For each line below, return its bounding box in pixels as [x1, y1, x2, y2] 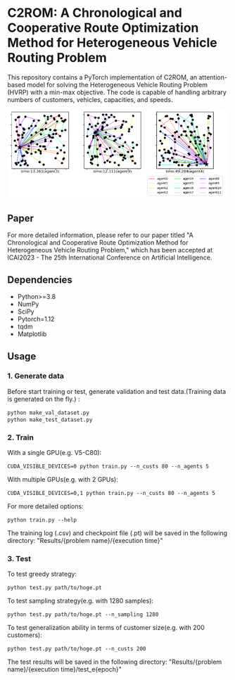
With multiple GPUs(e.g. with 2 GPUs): [7, 475, 118, 484]
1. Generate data [7, 371, 65, 381]
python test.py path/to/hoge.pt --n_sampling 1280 [7, 611, 159, 618]
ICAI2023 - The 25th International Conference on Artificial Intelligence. [7, 253, 212, 262]
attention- [198, 72, 227, 82]
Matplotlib [17, 330, 47, 338]
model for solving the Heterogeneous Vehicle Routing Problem [27, 80, 208, 89]
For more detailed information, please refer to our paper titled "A [7, 231, 193, 240]
